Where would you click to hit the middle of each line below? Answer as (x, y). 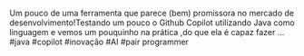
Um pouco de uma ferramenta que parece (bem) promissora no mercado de (152, 13)
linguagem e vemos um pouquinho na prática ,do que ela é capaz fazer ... (147, 32)
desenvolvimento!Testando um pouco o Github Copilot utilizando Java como (152, 23)
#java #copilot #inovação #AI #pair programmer (99, 42)
